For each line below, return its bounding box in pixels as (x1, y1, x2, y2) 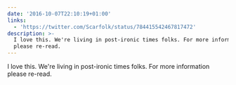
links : (7, 17, 27, 24)
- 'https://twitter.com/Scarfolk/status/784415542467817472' (13, 23, 197, 30)
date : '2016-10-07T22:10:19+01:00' (7, 10, 112, 18)
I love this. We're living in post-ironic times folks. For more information (7, 63, 210, 70)
